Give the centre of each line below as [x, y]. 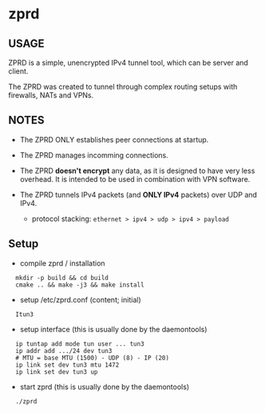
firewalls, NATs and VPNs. [51, 95]
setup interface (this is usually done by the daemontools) [113, 329]
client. [18, 71]
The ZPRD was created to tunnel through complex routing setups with [123, 86]
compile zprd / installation [62, 263]
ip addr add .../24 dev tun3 [64, 351]
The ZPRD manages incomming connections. [94, 155]
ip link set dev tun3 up [57, 372]
